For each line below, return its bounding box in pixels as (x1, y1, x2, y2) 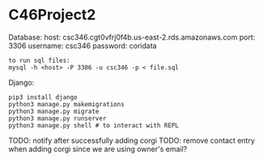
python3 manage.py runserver (8, 114, 107, 123)
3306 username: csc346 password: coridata (8, 40, 157, 50)
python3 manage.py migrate (8, 107, 100, 115)
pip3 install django (8, 93, 78, 102)
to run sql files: (8, 56, 70, 64)
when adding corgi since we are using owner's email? (8, 143, 188, 154)
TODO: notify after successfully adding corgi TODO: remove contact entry (8, 135, 255, 145)
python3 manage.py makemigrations (8, 100, 125, 108)
